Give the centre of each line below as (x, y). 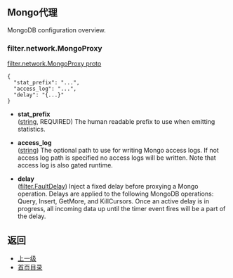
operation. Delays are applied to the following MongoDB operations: (115, 194)
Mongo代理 (32, 13)
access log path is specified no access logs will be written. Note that (116, 158)
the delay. (32, 216)
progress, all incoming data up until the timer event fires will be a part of (121, 209)
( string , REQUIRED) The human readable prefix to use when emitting (116, 122)
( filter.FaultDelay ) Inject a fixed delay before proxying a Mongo (108, 187)
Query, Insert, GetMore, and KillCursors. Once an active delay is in (113, 201)
